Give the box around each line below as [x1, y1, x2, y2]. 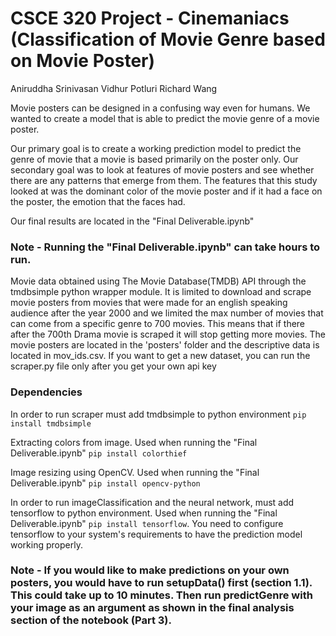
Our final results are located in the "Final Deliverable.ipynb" [10, 215, 255, 227]
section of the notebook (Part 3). [10, 613, 172, 627]
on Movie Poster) [10, 50, 156, 72]
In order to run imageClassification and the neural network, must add [10, 496, 295, 508]
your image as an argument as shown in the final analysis [10, 601, 295, 615]
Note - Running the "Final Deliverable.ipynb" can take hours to [10, 240, 321, 254]
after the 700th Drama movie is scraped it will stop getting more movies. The [10, 328, 326, 341]
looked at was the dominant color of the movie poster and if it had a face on [10, 185, 323, 197]
